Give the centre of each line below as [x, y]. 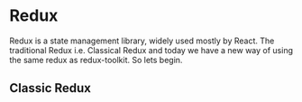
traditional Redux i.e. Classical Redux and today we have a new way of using [151, 50]
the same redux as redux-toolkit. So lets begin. [96, 60]
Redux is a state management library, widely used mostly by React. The [142, 41]
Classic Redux [50, 88]
